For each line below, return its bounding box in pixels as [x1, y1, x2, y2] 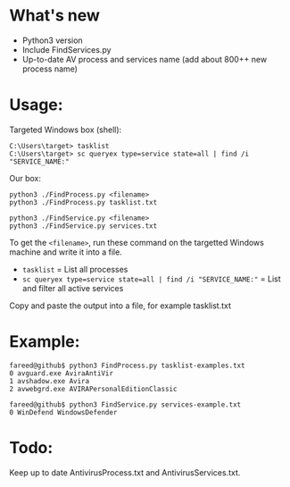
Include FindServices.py [21, 44, 112, 55]
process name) [21, 63, 79, 74]
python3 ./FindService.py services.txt [9, 221, 158, 231]
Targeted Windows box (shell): [9, 124, 122, 135]
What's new [9, 5, 101, 26]
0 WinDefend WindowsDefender [9, 407, 118, 416]
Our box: [9, 172, 42, 183]
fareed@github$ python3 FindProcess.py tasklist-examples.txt [9, 361, 245, 370]
